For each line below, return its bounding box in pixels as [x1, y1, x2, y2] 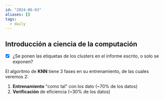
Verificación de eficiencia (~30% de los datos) [12, 88, 111, 95]
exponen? [12, 58, 34, 65]
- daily [10, 21, 26, 26]
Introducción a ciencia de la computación [5, 39, 137, 48]
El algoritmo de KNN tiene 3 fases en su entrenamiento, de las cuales [5, 68, 149, 74]
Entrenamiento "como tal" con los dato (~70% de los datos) [12, 83, 138, 89]
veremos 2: [5, 73, 29, 80]
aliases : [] [5, 12, 30, 17]
